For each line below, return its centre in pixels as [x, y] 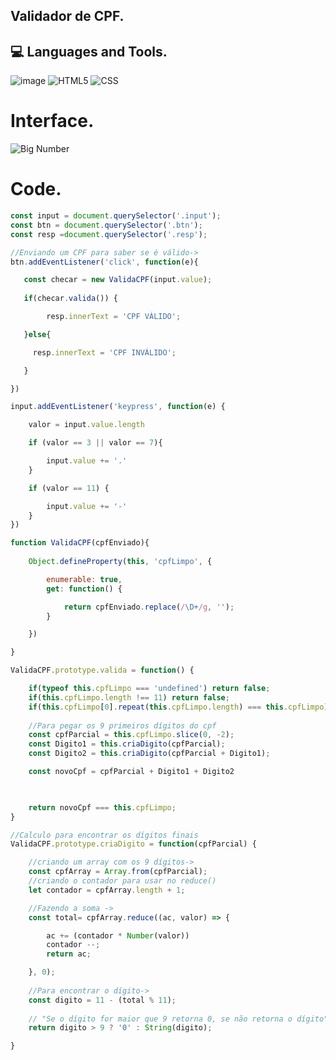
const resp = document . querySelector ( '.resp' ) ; [109, 234]
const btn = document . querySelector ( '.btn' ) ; [106, 225]
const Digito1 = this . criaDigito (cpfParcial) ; [127, 744]
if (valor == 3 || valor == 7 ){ [95, 443]
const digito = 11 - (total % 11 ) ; [102, 1000]
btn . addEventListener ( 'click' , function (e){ [104, 262]
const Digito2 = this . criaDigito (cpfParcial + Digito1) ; [149, 754]
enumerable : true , [84, 579]
